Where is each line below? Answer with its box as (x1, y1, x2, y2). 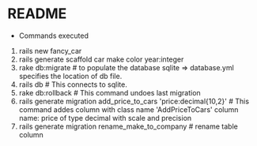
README (7, 5, 67, 23)
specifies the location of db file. (18, 71, 123, 80)
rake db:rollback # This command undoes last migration (18, 88, 201, 97)
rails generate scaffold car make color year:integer (18, 54, 184, 64)
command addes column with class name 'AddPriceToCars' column (18, 104, 239, 114)
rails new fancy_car (18, 46, 82, 55)
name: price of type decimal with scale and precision (18, 113, 192, 122)
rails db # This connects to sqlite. (18, 80, 127, 89)
